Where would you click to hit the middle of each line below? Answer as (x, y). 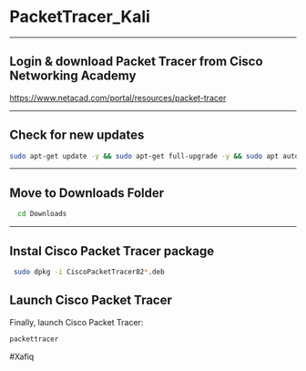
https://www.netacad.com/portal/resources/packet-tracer (118, 98)
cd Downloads (42, 214)
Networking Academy (73, 76)
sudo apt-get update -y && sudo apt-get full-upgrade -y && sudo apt (144, 156)
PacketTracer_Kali (80, 17)
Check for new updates (77, 135)
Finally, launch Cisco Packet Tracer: (76, 322)
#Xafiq (22, 356)
